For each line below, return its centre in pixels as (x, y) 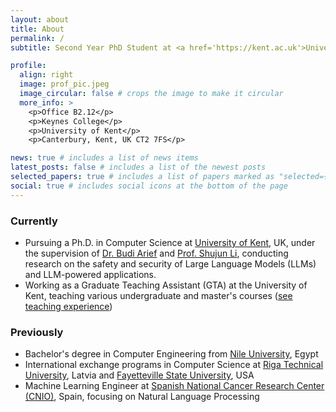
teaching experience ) (68, 306)
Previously (37, 332)
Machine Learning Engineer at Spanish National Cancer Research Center (174, 386)
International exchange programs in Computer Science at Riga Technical (174, 365)
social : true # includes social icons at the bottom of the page (149, 186)
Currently (34, 221)
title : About (37, 29)
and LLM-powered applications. (90, 274)
